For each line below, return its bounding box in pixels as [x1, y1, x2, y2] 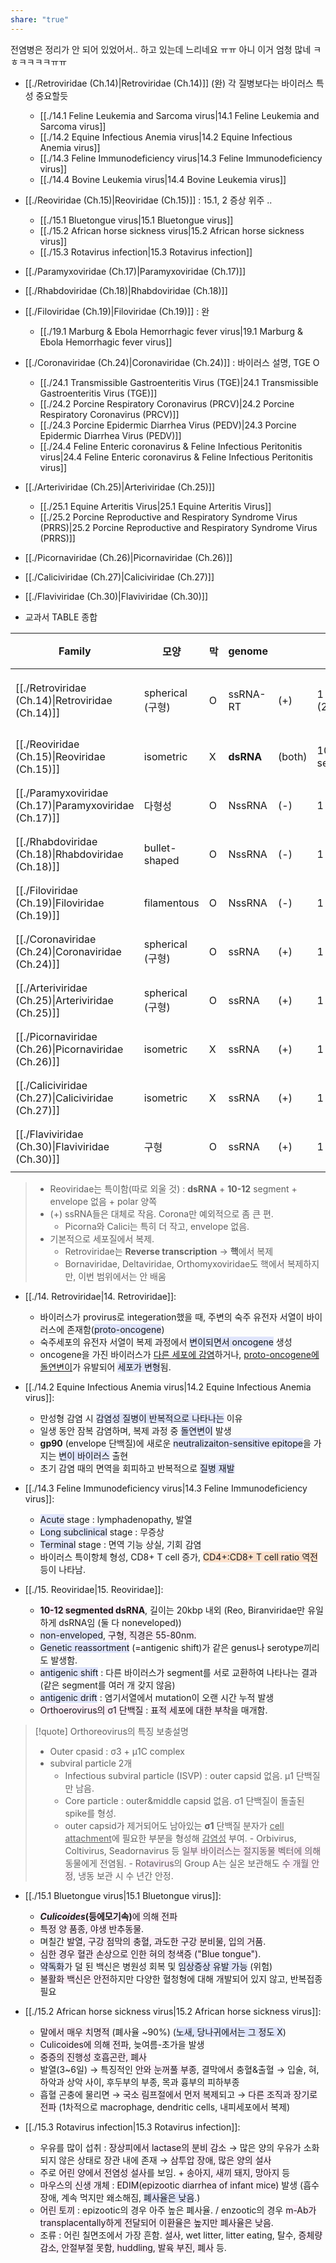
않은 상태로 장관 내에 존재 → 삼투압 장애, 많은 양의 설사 [58, 2154, 272, 2166]
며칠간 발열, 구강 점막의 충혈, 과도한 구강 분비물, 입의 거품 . [39, 1935, 267, 1947]
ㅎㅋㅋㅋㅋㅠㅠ [10, 56, 68, 68]
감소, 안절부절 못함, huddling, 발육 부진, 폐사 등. [39, 2241, 227, 2253]
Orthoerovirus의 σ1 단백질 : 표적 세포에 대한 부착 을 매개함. [39, 1704, 268, 1716]
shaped [143, 853, 180, 867]
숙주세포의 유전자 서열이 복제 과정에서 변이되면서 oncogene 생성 [39, 1336, 293, 1348]
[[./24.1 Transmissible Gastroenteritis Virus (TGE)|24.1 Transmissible [39, 376, 319, 388]
